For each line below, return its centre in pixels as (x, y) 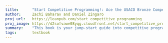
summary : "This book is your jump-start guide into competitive (77, 28)
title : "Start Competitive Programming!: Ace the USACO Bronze (78, 10)
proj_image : (17, 23)
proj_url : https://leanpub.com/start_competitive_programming (73, 19)
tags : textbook (28, 33)
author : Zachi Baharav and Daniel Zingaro (54, 14)
